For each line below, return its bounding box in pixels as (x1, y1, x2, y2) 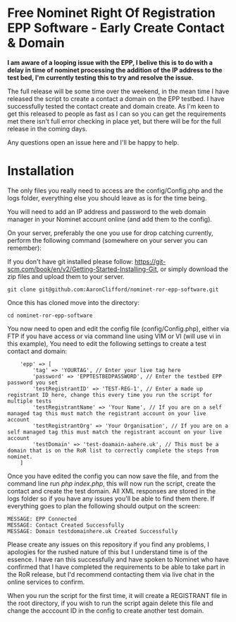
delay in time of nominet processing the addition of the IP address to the (7, 66, 223, 74)
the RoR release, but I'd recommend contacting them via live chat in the (7, 570, 215, 578)
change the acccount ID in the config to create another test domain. (7, 606, 204, 615)
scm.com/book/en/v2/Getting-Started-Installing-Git (7, 265, 157, 273)
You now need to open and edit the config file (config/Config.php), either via (7, 324, 230, 333)
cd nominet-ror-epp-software (7, 312, 93, 319)
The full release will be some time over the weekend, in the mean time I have (7, 87, 230, 95)
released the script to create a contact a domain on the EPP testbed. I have (7, 94, 225, 103)
